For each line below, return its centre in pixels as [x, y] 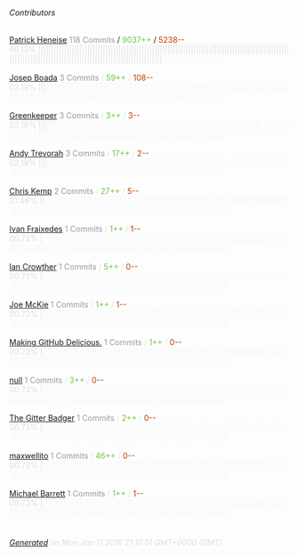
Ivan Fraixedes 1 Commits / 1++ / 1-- [75, 229]
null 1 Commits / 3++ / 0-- [57, 380]
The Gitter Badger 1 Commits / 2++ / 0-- [83, 418]
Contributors [32, 12]
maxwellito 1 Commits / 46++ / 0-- [72, 456]
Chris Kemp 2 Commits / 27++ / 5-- [74, 191]
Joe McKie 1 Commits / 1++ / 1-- [68, 305]
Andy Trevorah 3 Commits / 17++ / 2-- [79, 153]
